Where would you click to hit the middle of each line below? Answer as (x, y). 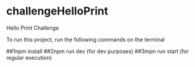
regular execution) (29, 57)
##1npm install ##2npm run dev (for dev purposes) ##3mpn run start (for (97, 51)
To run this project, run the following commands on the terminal (85, 39)
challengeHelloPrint (57, 11)
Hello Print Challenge (33, 28)
